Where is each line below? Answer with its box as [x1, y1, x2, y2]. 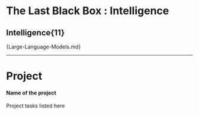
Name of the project [6, 89, 56, 96]
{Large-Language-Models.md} [6, 43, 81, 50]
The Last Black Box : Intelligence [6, 4, 169, 18]
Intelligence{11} [6, 28, 65, 38]
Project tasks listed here [6, 102, 65, 110]
